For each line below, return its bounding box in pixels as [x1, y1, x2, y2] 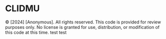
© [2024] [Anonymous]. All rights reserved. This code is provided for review [5, 19, 161, 25]
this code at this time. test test [5, 29, 67, 35]
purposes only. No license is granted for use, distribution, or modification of [5, 24, 160, 30]
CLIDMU [5, 3, 40, 14]
